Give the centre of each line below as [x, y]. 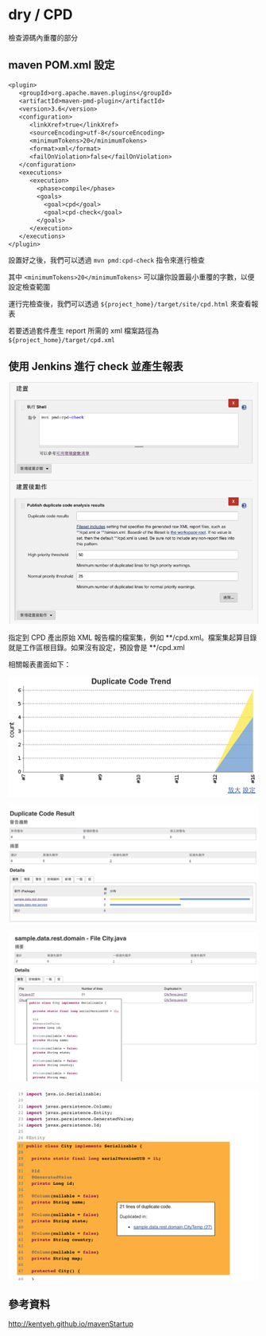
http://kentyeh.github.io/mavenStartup [71, 1324]
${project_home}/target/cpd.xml [62, 340]
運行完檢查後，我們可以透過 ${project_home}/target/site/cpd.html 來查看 [130, 303]
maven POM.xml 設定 [62, 65]
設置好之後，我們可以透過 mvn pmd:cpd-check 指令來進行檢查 [106, 259]
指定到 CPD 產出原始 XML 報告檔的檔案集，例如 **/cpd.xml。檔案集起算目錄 [133, 637]
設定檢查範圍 [29, 286]
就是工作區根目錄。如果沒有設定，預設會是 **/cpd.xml [96, 648]
